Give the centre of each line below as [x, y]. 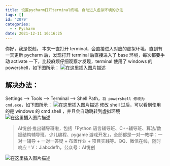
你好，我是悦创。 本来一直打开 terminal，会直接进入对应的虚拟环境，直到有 [84, 48]
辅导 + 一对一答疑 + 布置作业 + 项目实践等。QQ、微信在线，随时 [94, 141]
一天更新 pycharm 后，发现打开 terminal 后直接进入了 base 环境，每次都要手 [85, 55]
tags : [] [14, 15]
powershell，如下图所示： [32, 68]
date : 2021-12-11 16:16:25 [34, 34]
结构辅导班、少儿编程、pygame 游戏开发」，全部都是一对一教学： [90, 135]
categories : [18, 24]
